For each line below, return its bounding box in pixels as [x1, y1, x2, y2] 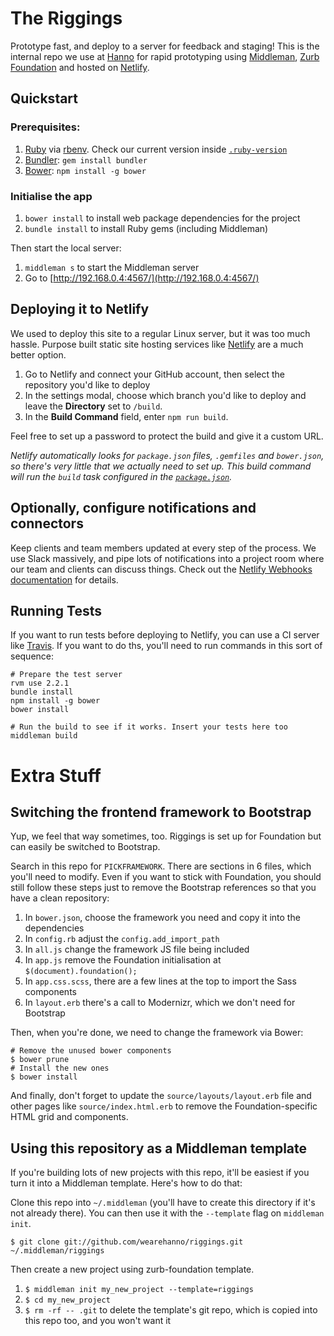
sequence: [10, 650, 55, 662]
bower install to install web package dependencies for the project [24, 212, 301, 224]
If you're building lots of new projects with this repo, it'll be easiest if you [10, 1167, 310, 1179]
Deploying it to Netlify [10, 301, 150, 318]
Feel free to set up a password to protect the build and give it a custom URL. [10, 430, 324, 442]
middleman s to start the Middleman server [24, 261, 200, 273]
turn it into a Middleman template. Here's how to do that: [10, 1177, 243, 1189]
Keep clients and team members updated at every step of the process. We [10, 542, 317, 554]
